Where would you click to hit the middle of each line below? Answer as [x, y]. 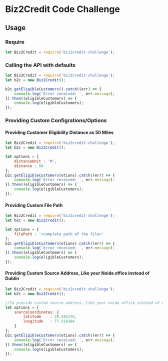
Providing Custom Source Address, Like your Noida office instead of [77, 273]
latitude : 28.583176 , [50, 317]
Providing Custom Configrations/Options [56, 120]
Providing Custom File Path [34, 205]
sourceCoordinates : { [36, 312]
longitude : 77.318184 [49, 321]
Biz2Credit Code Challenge [62, 9]
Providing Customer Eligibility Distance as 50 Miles [59, 132]
